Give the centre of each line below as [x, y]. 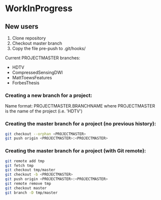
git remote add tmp [25, 161]
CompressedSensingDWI [37, 73]
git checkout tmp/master [30, 170]
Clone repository [29, 38]
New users [22, 27]
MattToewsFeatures [32, 78]
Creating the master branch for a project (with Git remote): [76, 151]
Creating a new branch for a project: [49, 95]
